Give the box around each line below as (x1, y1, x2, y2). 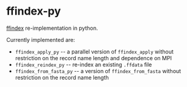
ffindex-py (6, 4, 61, 18)
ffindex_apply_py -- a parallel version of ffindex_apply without (15, 47, 174, 55)
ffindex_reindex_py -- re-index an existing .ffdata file (15, 61, 152, 68)
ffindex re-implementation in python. (6, 24, 99, 32)
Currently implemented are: (6, 36, 75, 43)
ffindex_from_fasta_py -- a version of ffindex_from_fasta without (15, 67, 182, 74)
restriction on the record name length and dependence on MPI (15, 54, 172, 61)
